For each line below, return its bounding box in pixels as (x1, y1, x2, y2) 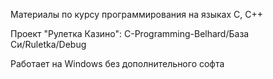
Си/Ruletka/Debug (10, 39, 87, 50)
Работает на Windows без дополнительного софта (10, 58, 225, 69)
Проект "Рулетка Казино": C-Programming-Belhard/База (10, 28, 250, 39)
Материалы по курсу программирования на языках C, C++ (10, 9, 263, 20)
